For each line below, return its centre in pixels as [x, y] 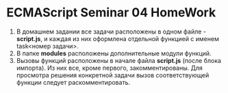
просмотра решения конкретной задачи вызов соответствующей [113, 75]
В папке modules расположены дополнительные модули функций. [114, 53]
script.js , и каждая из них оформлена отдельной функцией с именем [118, 38]
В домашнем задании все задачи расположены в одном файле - [111, 31]
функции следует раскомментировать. [73, 82]
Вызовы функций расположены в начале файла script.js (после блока [119, 60]
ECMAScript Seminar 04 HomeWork [111, 13]
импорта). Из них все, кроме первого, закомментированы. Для [109, 68]
